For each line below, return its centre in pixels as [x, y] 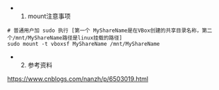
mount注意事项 [49, 16]
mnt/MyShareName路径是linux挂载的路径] [69, 38]
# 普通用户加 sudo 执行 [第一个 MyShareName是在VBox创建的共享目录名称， [105, 30]
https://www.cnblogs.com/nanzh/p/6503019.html [78, 79]
